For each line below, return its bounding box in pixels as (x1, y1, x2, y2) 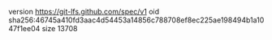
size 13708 (41, 24, 78, 33)
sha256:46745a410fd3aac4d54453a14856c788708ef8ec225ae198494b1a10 (8, 15, 265, 25)
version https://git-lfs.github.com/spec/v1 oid (8, 7, 160, 16)
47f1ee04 (8, 24, 41, 33)
